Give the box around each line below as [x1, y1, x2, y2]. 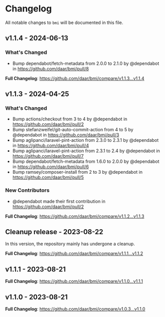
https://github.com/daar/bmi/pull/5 [12, 174, 84, 180]
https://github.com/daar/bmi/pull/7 [12, 153, 84, 159]
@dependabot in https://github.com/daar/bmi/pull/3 [12, 132, 119, 138]
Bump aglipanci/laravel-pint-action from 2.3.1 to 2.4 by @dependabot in [12, 148, 160, 154]
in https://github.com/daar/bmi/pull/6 [12, 164, 89, 170]
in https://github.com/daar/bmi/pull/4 [12, 143, 89, 149]
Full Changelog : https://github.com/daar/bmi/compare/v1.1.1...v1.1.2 [5, 251, 143, 257]
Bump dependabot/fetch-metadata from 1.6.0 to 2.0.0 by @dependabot [12, 158, 159, 165]
